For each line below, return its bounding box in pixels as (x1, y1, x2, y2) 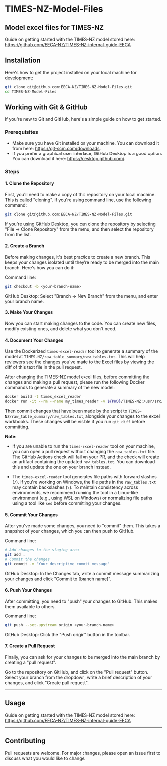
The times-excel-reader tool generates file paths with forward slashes (12, 473, 157, 479)
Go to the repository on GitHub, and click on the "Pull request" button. (5, 669, 149, 675)
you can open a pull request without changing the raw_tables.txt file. (12, 448, 156, 454)
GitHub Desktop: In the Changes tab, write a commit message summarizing (5, 570, 160, 576)
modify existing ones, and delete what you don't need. (5, 325, 117, 332)
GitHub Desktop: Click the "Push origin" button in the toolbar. (5, 631, 130, 637)
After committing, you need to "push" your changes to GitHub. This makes (5, 598, 158, 604)
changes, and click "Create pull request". (5, 679, 89, 686)
